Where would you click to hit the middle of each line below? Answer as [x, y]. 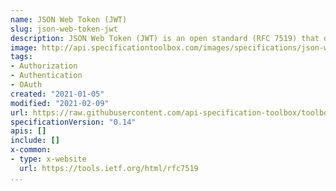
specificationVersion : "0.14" [73, 122]
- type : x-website [48, 159]
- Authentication [46, 76]
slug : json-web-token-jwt [64, 29]
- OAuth [26, 85]
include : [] [35, 141]
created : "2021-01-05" [57, 94]
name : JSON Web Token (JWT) [69, 19]
